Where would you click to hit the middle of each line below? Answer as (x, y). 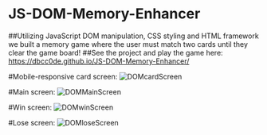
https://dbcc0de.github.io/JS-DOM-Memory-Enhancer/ (99, 61)
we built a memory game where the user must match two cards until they (128, 44)
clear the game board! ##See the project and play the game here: (116, 52)
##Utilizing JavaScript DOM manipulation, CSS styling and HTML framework (133, 36)
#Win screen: (30, 107)
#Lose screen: (32, 122)
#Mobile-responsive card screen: (63, 76)
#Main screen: (32, 91)
